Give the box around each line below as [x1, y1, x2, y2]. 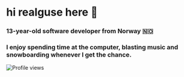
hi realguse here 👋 [6, 5, 98, 19]
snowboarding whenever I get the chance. [6, 51, 132, 59]
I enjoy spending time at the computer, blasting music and [6, 43, 179, 52]
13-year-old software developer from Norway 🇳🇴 [6, 27, 153, 35]
